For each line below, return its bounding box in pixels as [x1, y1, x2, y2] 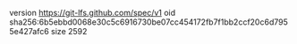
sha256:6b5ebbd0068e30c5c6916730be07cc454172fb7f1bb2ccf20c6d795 [9, 17, 288, 27]
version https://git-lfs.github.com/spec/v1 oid [9, 8, 176, 18]
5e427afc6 [9, 26, 49, 36]
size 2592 [50, 26, 88, 36]
